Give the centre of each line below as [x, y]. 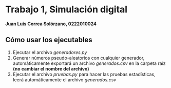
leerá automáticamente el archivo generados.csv [64, 80]
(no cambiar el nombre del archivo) [51, 68]
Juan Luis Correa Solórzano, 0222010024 [51, 24]
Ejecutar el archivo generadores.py [50, 52]
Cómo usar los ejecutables [49, 40]
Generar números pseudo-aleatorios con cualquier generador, [79, 58]
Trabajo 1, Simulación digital [66, 10]
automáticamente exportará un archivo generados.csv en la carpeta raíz [89, 63]
